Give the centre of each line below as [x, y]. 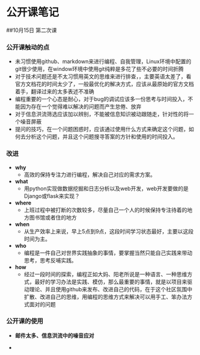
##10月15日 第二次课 [32, 30]
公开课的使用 [25, 321]
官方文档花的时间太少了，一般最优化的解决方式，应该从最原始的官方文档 [104, 84]
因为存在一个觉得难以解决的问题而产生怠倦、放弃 [81, 106]
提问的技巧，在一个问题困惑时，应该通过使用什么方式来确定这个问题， [102, 129]
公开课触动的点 [28, 47]
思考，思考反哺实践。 [50, 260]
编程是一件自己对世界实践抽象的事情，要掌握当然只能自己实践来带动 [108, 253]
